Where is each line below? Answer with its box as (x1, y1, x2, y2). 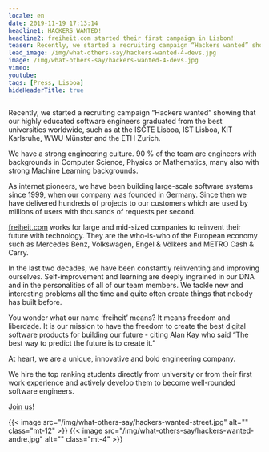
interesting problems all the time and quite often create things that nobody (8, 289, 254, 298)
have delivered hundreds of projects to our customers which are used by (8, 198, 248, 208)
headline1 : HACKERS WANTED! (8, 26, 102, 34)
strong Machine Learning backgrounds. (8, 166, 139, 176)
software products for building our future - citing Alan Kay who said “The (8, 330, 249, 340)
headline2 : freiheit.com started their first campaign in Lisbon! (8, 34, 235, 42)
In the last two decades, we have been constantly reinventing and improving (8, 263, 260, 273)
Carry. (8, 248, 30, 258)
